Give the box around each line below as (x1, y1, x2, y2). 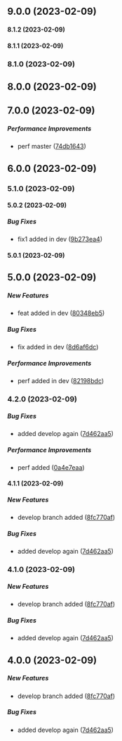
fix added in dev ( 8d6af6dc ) (17, 343, 99, 351)
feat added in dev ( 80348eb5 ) (17, 309, 105, 318)
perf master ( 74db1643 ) (17, 142, 86, 151)
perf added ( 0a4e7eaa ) (17, 463, 86, 471)
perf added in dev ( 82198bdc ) (17, 377, 104, 385)
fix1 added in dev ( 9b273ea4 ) (17, 235, 103, 244)
